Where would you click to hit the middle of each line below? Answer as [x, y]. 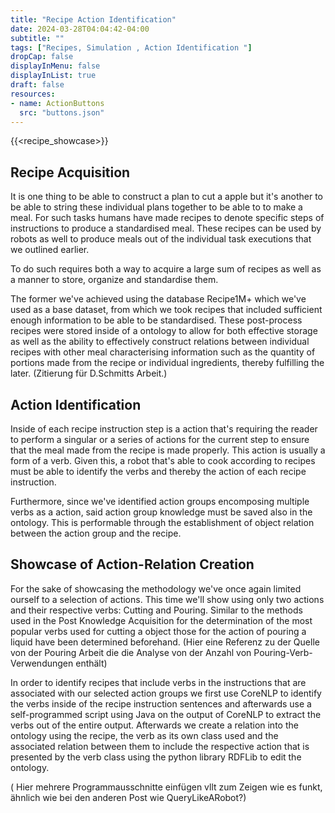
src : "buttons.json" [62, 112]
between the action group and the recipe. [96, 533]
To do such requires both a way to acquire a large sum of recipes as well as [166, 269]
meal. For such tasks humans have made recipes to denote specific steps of [167, 218]
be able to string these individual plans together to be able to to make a [156, 207]
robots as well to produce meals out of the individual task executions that [161, 239]
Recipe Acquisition [70, 172]
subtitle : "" [37, 38]
